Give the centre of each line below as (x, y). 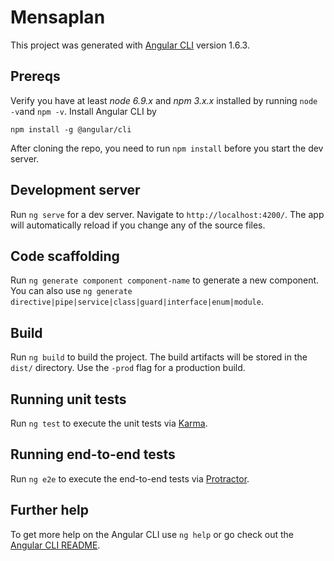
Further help (50, 510)
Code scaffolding (65, 256)
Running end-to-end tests (93, 454)
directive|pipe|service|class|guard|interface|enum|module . (137, 302)
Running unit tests (68, 399)
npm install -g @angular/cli (71, 129)
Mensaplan (58, 17)
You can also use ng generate (71, 291)
